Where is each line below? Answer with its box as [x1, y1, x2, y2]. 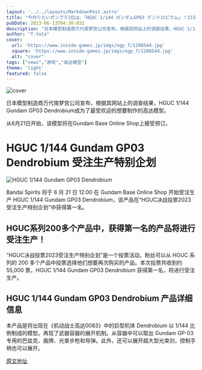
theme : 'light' [6, 64, 44, 71]
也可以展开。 [11, 344, 43, 351]
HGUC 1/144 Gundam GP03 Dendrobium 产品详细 [6, 293, 193, 304]
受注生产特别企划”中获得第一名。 [6, 204, 88, 211]
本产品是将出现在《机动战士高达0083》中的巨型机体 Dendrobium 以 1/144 [6, 322, 189, 329]
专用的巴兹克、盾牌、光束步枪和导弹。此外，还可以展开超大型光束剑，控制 [6, 337, 191, 344]
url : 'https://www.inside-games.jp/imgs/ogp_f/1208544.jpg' [11, 43, 165, 49]
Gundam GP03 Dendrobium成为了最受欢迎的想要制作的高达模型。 [6, 107, 170, 114]
